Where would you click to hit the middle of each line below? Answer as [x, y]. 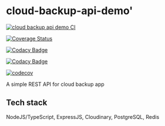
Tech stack [27, 103]
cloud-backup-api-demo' [70, 11]
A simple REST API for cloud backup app [55, 84]
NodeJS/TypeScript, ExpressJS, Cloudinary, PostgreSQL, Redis [83, 117]
